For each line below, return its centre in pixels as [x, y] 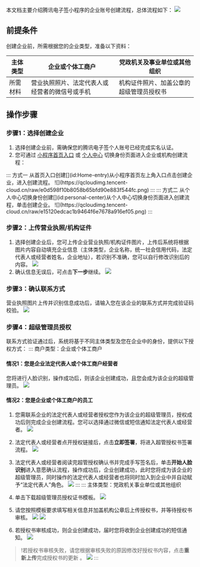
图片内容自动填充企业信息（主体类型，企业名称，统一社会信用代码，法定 [103, 249]
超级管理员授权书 [143, 91]
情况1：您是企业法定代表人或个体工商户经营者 [62, 363]
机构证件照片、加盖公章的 [154, 82]
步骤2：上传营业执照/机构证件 [49, 228]
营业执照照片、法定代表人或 [70, 82]
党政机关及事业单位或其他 [155, 62]
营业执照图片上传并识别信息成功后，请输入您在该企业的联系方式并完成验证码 [100, 303]
